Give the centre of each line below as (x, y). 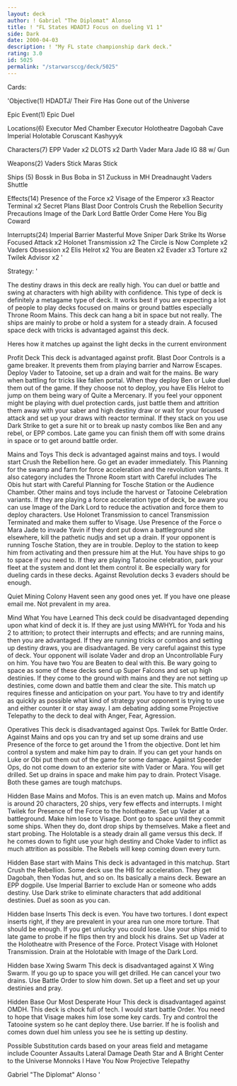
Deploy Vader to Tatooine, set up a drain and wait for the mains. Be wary (113, 373)
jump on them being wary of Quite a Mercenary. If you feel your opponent (115, 395)
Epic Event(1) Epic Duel (41, 114)
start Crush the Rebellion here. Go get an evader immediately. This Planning (118, 461)
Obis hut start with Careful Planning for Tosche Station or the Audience (111, 484)
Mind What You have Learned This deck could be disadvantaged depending (118, 618)
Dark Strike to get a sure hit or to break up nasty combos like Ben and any (115, 425)
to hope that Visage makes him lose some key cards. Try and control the (112, 1016)
